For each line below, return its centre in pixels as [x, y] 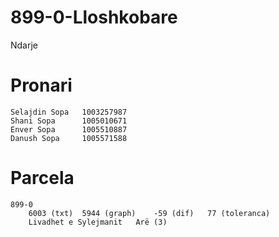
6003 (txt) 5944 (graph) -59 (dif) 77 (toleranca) [149, 213]
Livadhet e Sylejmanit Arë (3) [98, 222]
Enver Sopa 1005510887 [69, 129]
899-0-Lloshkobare [94, 17]
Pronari [41, 85]
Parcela [42, 178]
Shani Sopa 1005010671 [69, 121]
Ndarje [24, 45]
